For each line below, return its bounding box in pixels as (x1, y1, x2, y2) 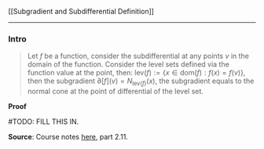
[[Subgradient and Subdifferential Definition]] (8, 7, 155, 16)
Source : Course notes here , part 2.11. (8, 133, 128, 142)
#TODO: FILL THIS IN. (8, 117, 79, 126)
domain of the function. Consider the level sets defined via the (27, 60, 229, 69)
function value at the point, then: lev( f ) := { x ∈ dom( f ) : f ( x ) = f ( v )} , (27, 68, 246, 78)
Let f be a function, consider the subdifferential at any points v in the (27, 51, 250, 61)
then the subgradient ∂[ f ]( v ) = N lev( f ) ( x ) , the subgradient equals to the (27, 76, 255, 88)
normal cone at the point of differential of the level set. (27, 86, 204, 96)
